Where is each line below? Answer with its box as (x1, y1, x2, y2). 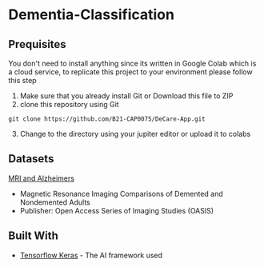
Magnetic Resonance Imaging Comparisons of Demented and (19, 189, 224, 198)
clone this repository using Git (19, 100, 119, 109)
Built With (8, 229, 58, 243)
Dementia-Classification (8, 6, 174, 24)
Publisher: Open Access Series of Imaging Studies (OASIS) (19, 205, 214, 215)
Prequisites (8, 38, 66, 51)
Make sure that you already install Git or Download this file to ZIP (19, 91, 234, 101)
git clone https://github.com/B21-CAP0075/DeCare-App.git (8, 115, 206, 123)
